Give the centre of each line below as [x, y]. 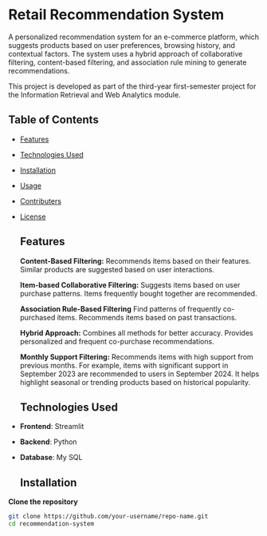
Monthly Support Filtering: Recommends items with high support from [136, 356]
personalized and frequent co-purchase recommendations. [117, 341]
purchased [37, 317]
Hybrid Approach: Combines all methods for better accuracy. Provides [136, 332]
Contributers [41, 201]
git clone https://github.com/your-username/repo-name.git [108, 517]
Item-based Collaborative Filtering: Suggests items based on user [130, 284]
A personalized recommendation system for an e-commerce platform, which [134, 37]
